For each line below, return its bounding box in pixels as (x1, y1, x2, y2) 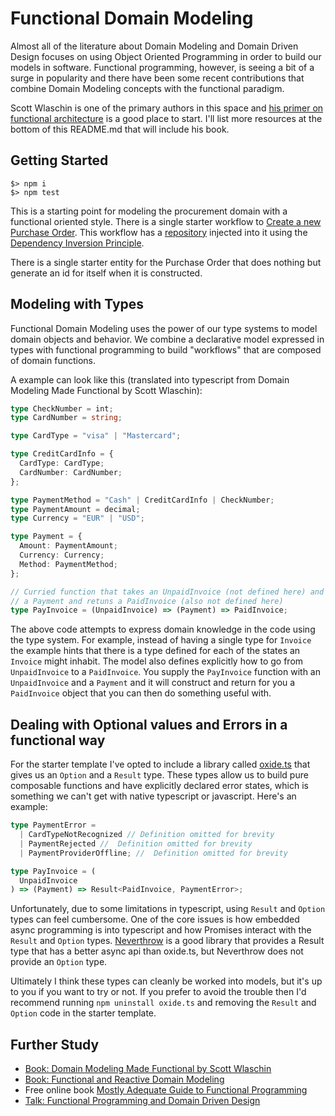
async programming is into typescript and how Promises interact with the (10, 924, 312, 936)
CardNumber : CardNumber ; (19, 467, 123, 477)
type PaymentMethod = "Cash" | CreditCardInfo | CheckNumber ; (10, 495, 275, 505)
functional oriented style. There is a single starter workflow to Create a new (10, 215, 322, 227)
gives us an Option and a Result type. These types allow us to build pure (10, 769, 309, 781)
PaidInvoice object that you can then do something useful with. (10, 687, 272, 699)
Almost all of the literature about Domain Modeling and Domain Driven (10, 40, 299, 52)
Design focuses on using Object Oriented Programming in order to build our (10, 50, 322, 62)
